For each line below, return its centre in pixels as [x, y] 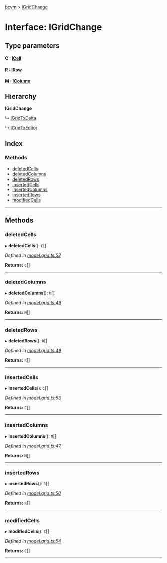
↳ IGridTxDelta [21, 118]
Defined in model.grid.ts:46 [33, 302]
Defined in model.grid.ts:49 [33, 351]
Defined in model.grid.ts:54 [33, 541]
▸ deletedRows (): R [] [26, 341]
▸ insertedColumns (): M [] [31, 436]
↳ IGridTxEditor [21, 128]
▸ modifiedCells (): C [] [27, 531]
